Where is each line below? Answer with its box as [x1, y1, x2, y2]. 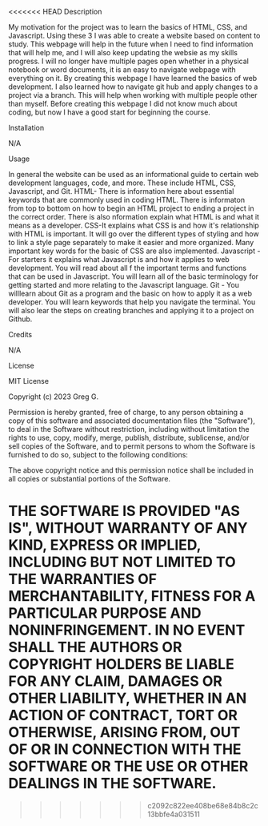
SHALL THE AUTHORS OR [8, 639, 182, 656]
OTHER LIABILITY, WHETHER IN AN [8, 689, 247, 707]
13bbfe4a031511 [147, 809, 200, 819]
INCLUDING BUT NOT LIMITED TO [8, 553, 236, 571]
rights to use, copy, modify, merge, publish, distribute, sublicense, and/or [8, 433, 250, 442]
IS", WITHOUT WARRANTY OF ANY [8, 519, 248, 538]
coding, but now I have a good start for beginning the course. [8, 107, 210, 117]
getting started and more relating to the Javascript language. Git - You [8, 280, 240, 289]
